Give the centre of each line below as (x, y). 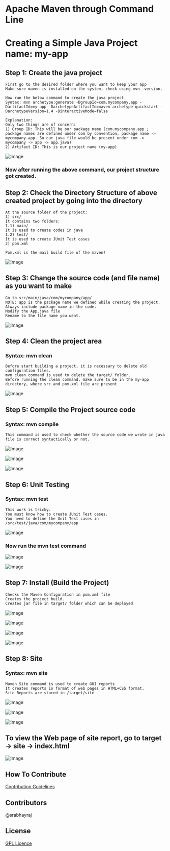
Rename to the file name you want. (43, 315)
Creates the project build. (35, 599)
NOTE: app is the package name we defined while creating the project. (83, 302)
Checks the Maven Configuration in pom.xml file (58, 594)
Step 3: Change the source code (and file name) (83, 278)
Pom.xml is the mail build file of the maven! (55, 252)
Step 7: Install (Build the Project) (57, 583)
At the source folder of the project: (46, 212)
